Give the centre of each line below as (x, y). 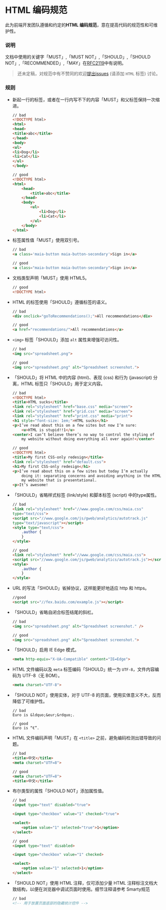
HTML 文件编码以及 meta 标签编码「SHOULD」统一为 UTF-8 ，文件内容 (83, 669)
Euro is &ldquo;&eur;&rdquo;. (44, 715)
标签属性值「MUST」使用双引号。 (47, 240)
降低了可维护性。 (30, 701)
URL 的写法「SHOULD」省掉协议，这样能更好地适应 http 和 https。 (81, 588)
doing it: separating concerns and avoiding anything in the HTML (91, 476)
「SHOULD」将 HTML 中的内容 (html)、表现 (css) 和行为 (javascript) (82, 377)
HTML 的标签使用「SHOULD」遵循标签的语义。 (61, 302)
